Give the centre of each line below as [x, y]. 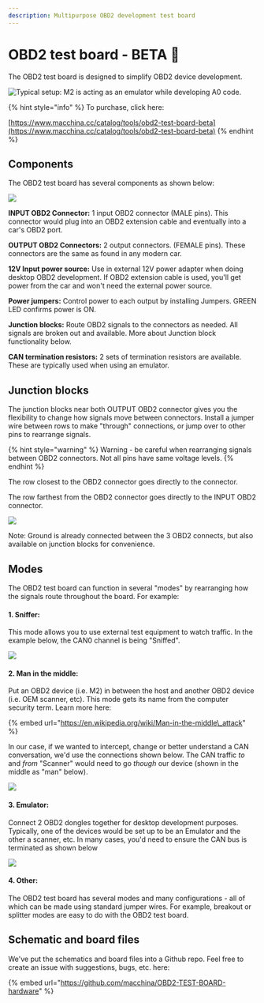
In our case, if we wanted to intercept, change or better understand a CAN [129, 747]
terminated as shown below [53, 847]
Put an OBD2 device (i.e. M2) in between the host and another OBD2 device [131, 691]
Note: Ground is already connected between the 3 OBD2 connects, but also [131, 536]
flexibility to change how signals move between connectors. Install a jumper [131, 418]
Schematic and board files [74, 940]
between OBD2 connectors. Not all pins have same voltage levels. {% [121, 458]
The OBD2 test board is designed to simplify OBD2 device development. [125, 77]
